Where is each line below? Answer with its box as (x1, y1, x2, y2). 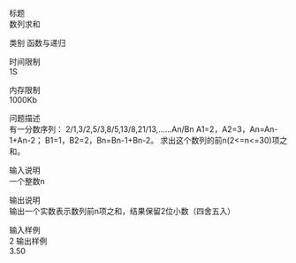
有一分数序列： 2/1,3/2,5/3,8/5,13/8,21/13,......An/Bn (9, 124, 194, 135)
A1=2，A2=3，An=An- (195, 124, 278, 135)
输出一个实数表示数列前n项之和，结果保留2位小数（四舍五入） (9, 206, 236, 216)
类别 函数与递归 (9, 38, 66, 48)
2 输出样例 (9, 236, 48, 246)
